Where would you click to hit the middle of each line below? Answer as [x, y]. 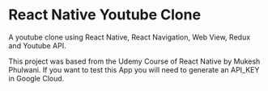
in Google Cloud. [36, 78]
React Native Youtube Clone [104, 15]
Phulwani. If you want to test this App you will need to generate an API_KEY [134, 69]
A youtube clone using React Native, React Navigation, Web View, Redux [130, 37]
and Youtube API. [37, 45]
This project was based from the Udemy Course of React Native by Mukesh [134, 61]
